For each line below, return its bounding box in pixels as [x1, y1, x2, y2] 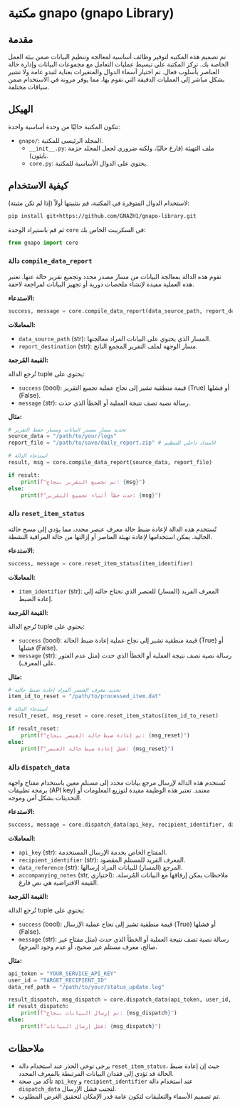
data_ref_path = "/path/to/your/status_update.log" [8, 983, 165, 990]
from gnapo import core [8, 239, 79, 246]
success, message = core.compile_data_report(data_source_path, [8, 307, 203, 315]
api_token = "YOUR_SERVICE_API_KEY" [8, 969, 117, 977]
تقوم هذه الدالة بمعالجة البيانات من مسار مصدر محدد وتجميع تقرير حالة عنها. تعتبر [8, 272, 222, 281]
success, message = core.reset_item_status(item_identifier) [8, 560, 194, 567]
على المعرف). [18, 658, 56, 667]
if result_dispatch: [8, 1003, 70, 1010]
